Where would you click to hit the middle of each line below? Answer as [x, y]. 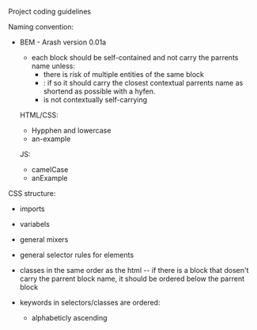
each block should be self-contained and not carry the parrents [135, 58]
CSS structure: [32, 193]
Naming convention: [41, 27]
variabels [34, 224]
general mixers [44, 240]
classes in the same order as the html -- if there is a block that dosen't [134, 270]
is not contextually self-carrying [95, 100]
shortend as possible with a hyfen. [99, 91]
